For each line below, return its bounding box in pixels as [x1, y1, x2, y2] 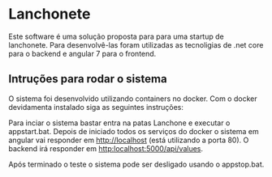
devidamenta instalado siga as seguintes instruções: [8, 102, 184, 112]
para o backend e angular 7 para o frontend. [8, 48, 157, 58]
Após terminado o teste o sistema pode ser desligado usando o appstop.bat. [8, 159, 265, 169]
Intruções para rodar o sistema [8, 72, 168, 86]
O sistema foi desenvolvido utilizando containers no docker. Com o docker [8, 94, 257, 103]
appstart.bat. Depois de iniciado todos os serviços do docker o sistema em [8, 126, 260, 136]
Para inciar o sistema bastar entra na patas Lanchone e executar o [8, 118, 231, 128]
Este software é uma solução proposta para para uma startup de [8, 32, 225, 41]
